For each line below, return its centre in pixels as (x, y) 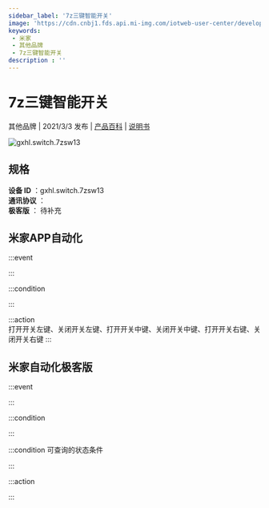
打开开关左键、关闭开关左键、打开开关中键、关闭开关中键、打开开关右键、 (131, 329)
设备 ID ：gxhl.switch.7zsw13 (56, 190)
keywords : (25, 30)
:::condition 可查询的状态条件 (56, 450)
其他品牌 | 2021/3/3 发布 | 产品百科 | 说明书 (79, 126)
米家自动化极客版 (50, 367)
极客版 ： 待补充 (35, 210)
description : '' (37, 61)
